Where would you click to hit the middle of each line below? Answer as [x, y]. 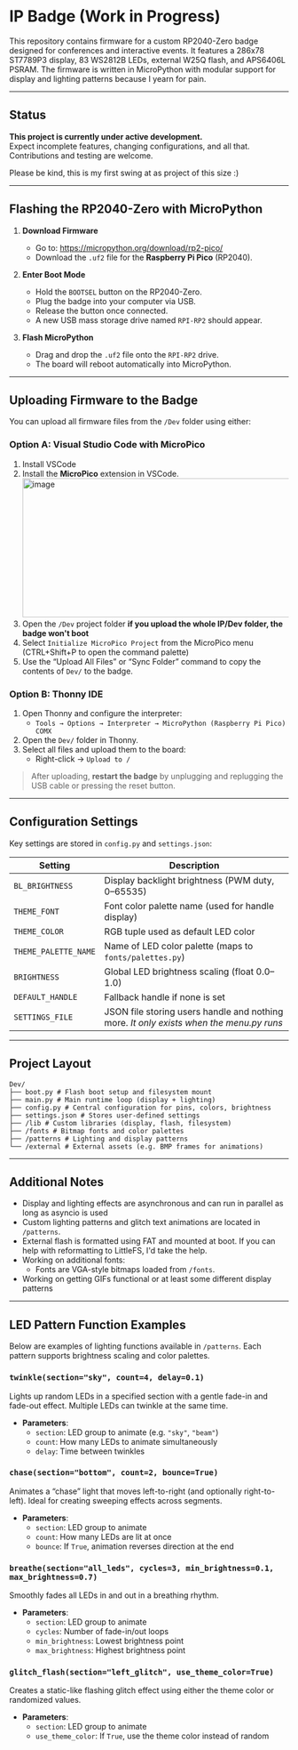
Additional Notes [57, 1182]
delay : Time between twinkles [90, 1451]
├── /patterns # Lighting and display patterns [99, 1139]
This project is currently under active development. [106, 136]
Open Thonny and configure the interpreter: [102, 713]
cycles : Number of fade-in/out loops [102, 1632]
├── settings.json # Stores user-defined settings [105, 1115]
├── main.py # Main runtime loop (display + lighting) [113, 1100]
